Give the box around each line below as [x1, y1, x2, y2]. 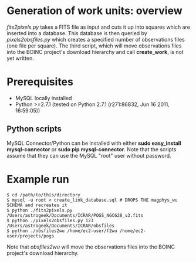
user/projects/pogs [6, 233, 55, 239]
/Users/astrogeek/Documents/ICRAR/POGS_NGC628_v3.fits [6, 212, 144, 218]
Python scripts [6, 124, 62, 134]
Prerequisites [6, 75, 74, 89]
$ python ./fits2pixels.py [6, 207, 73, 213]
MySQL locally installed [15, 94, 72, 101]
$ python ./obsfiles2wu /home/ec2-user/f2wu [6, 227, 117, 234]
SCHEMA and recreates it [6, 202, 67, 208]
